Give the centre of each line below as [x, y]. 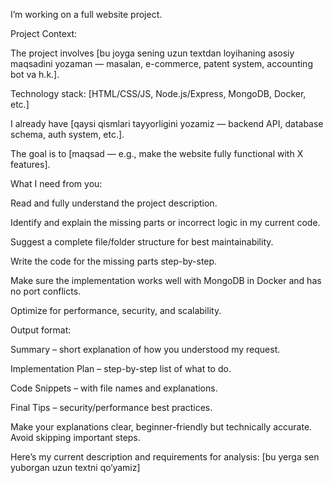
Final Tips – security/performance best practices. [111, 407]
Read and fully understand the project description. [114, 203]
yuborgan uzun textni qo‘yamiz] [75, 467]
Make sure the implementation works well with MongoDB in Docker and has [166, 280]
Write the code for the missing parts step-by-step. [114, 261]
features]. [30, 164]
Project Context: [44, 33]
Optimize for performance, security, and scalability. [116, 310]
